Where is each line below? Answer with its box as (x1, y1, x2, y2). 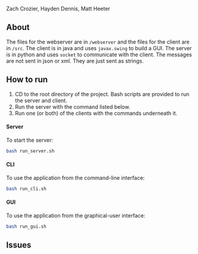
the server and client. (14, 97, 67, 104)
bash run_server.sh (6, 148, 55, 154)
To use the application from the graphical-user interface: (6, 212, 146, 219)
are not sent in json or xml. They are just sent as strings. (6, 57, 144, 65)
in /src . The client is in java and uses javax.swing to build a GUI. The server (6, 44, 192, 51)
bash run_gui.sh (6, 224, 47, 229)
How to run (6, 75, 48, 85)
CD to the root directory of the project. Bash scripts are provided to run (14, 90, 190, 97)
